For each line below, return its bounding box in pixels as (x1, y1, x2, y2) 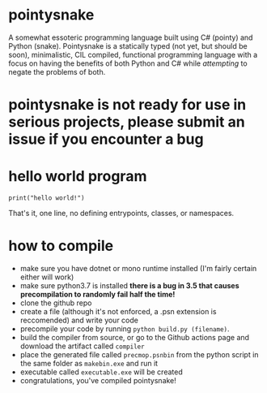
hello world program (8, 167, 147, 186)
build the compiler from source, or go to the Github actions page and (19, 333, 249, 342)
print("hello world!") (8, 194, 85, 202)
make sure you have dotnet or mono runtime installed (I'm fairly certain (19, 264, 257, 273)
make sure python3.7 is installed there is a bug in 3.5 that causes (19, 281, 240, 290)
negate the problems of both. (8, 67, 106, 76)
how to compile (8, 237, 114, 255)
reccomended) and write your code (19, 315, 139, 325)
